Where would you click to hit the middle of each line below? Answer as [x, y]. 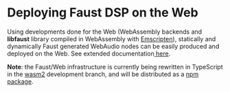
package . [20, 81]
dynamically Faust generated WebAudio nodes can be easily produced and [113, 46]
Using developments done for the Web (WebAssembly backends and [105, 32]
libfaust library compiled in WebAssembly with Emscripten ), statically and [112, 38]
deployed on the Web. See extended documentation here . [89, 54]
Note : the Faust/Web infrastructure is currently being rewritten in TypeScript [115, 67]
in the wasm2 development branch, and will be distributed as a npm [103, 74]
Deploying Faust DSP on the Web [103, 13]
